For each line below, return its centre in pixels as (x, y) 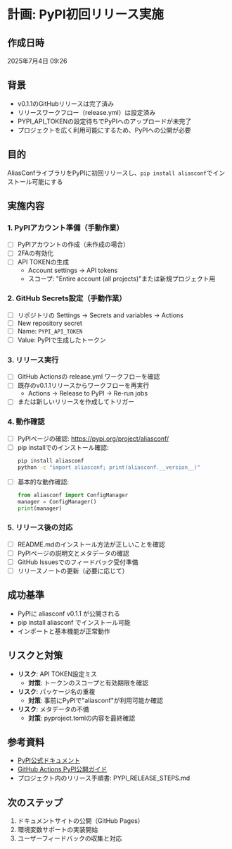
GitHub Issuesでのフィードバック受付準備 (78, 562)
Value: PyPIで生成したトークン (62, 340)
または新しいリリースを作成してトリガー (76, 402)
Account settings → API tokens (73, 270)
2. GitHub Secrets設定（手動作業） (67, 298)
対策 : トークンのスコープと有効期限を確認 (88, 683)
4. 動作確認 (26, 422)
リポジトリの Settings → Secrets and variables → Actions (101, 315)
